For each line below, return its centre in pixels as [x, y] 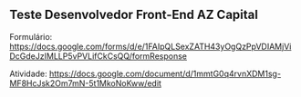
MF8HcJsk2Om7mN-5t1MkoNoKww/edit [86, 83]
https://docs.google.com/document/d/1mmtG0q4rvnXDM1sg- [165, 73]
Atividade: [28, 73]
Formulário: [31, 36]
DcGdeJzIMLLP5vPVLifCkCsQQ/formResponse [99, 56]
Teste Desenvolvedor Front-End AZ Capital [134, 15]
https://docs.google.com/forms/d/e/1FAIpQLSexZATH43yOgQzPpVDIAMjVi [150, 46]
